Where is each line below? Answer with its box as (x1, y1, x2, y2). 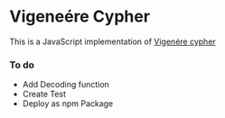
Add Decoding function (22, 79, 110, 90)
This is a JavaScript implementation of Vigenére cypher (9, 36, 217, 47)
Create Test (22, 88, 66, 100)
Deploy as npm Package (22, 98, 114, 109)
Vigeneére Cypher (9, 6, 151, 27)
